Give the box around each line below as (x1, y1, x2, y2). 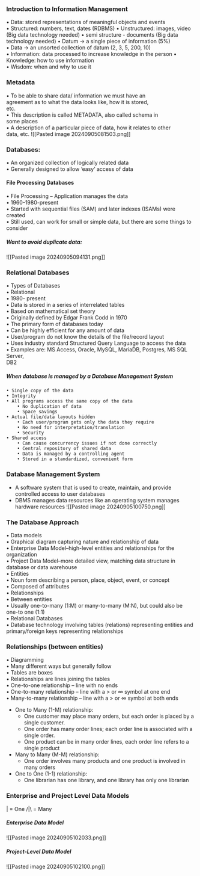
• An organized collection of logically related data (6, 159, 129, 166)
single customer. (23, 719, 65, 726)
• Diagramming (6, 656, 44, 664)
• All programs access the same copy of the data (6, 398, 133, 404)
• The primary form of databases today (6, 321, 103, 328)
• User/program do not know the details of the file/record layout (6, 333, 165, 341)
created (6, 212, 26, 219)
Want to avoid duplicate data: (6, 238, 82, 245)
